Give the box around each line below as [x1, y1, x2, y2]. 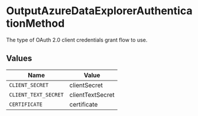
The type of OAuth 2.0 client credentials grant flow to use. [6, 36, 148, 43]
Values [6, 53, 33, 63]
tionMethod [6, 17, 65, 30]
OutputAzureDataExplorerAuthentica [6, 4, 193, 18]
